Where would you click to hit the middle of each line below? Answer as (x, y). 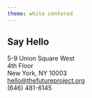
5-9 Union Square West (41, 58)
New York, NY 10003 (37, 73)
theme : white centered (40, 14)
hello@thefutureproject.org (46, 81)
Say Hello (28, 42)
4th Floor (20, 66)
